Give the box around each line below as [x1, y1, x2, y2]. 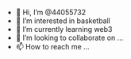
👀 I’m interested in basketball [15, 16, 111, 26]
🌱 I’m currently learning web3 [15, 25, 113, 33]
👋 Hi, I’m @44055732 [15, 8, 86, 17]
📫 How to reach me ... [15, 42, 90, 51]
